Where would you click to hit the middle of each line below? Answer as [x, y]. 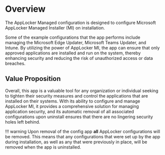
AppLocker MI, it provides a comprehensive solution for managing [72, 106]
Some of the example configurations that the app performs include [73, 37]
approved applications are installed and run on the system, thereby [73, 53]
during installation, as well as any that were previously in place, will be [76, 142]
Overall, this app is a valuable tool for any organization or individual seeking [82, 90]
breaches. [15, 63]
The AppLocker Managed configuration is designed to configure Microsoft [81, 23]
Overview [25, 9]
